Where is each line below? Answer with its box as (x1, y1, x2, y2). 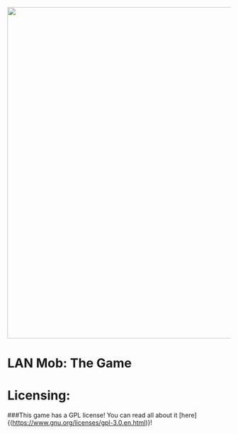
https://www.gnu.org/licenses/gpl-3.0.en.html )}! (12, 418, 152, 427)
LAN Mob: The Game (7, 356, 132, 371)
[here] (178, 411, 197, 420)
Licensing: (7, 387, 71, 404)
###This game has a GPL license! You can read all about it (7, 411, 178, 420)
